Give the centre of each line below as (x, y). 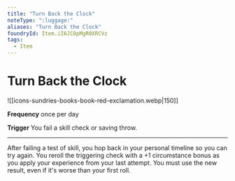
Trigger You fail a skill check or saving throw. (72, 128)
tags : (15, 40)
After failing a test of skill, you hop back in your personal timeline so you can (117, 147)
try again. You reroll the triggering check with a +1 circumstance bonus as (114, 155)
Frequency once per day (43, 114)
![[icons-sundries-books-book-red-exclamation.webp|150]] (93, 100)
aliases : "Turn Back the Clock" (54, 27)
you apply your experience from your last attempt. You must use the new (112, 163)
